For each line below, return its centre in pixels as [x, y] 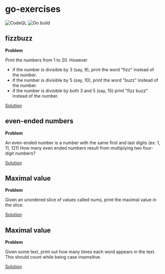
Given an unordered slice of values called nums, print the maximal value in [81, 200]
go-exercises [33, 9]
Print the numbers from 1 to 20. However [46, 60]
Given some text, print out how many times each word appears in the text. [80, 252]
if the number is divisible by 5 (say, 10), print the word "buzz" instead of [85, 80]
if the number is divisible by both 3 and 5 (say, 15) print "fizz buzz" [80, 91]
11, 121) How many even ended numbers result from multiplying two [74, 148]
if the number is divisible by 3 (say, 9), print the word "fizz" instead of [83, 69]
